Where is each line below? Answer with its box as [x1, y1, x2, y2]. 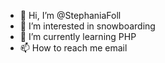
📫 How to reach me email [19, 42, 128, 54]
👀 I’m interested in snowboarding [19, 20, 156, 32]
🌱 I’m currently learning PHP [19, 31, 137, 42]
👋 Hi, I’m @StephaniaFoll [19, 10, 122, 21]
